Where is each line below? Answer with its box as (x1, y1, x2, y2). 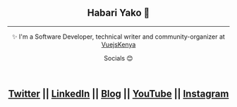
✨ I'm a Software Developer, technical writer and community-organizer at (11, 32, 226, 41)
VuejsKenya (101, 40, 136, 49)
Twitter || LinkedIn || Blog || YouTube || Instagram (8, 88, 229, 100)
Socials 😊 (104, 53, 133, 62)
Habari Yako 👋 (87, 7, 150, 19)
